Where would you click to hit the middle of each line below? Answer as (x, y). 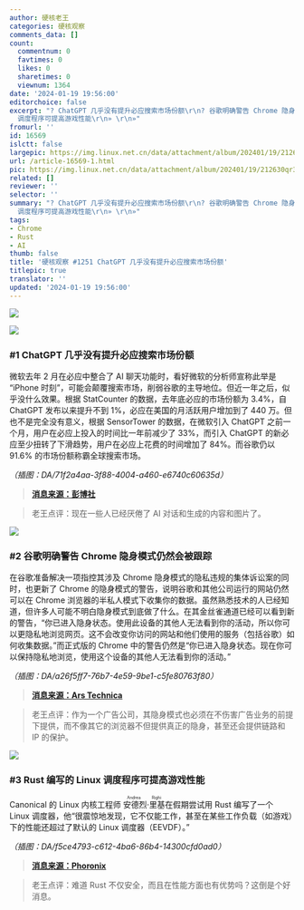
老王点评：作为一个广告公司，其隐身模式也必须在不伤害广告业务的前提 (162, 715)
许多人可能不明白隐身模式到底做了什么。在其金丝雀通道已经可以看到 (160, 612)
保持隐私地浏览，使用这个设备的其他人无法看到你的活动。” (124, 657)
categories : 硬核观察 (47, 26)
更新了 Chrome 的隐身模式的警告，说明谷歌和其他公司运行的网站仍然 (161, 589)
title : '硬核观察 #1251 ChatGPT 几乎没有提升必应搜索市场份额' (119, 262)
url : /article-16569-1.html (62, 161)
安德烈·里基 (144, 804)
